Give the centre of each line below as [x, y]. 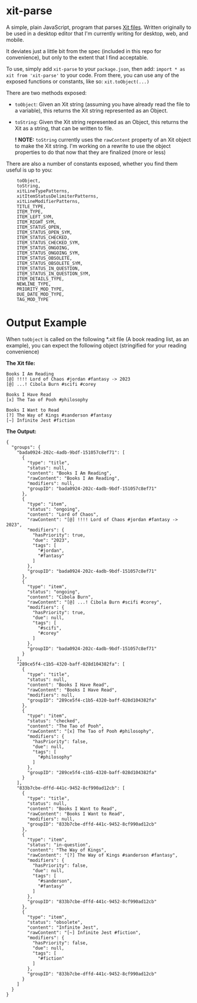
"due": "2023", [51, 540]
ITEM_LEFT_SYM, [35, 217]
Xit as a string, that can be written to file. [64, 128]
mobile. [15, 40]
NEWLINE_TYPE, [34, 284]
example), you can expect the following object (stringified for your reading [96, 345]
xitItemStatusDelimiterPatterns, [58, 196]
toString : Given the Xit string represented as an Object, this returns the [101, 122]
